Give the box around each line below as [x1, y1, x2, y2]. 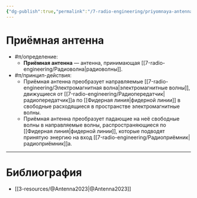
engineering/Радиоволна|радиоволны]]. [23, 65, 123, 72]
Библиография [6, 166, 82, 179]
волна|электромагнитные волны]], [103, 84, 191, 91]
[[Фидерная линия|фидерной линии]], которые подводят [23, 127, 165, 134]
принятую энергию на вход [23, 134, 93, 141]
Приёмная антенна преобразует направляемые [23, 78, 144, 85]
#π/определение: [14, 53, 59, 60]
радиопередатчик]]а [23, 96, 75, 103]
